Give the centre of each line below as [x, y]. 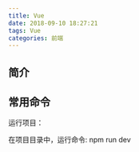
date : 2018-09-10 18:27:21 [53, 23]
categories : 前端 [36, 38]
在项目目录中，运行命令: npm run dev [70, 140]
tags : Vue [25, 30]
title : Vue [26, 16]
